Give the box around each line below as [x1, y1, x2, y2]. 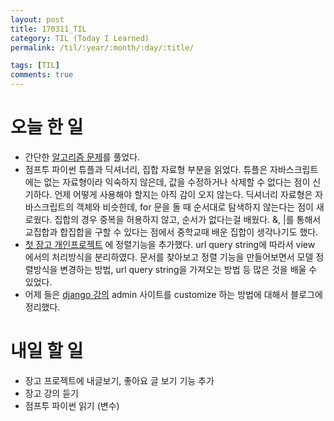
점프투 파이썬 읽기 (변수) [24, 399, 120, 411]
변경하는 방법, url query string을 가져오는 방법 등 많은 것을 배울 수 [59, 263, 318, 275]
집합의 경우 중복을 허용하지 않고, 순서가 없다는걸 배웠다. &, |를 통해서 [54, 213, 322, 225]
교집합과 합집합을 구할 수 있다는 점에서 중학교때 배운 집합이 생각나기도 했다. [24, 226, 319, 238]
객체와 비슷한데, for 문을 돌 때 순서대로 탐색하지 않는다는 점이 [76, 201, 314, 213]
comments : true [10, 70, 74, 80]
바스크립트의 [24, 201, 75, 213]
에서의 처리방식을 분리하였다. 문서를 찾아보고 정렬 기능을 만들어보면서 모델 [24, 251, 314, 263]
